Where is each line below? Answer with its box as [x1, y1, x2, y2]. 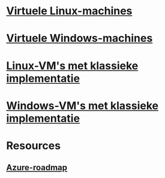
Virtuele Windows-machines [6, 32, 153, 45]
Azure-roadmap [6, 162, 68, 173]
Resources [6, 139, 61, 152]
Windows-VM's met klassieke [6, 99, 159, 112]
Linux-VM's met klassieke [6, 59, 139, 72]
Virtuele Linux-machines [6, 4, 133, 18]
